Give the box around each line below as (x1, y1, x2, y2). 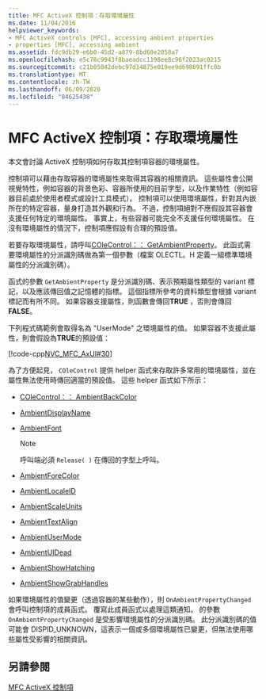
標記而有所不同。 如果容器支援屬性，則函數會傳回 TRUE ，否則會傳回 (8, 296, 232, 306)
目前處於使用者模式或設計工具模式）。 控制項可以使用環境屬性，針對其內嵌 (14, 193, 256, 203)
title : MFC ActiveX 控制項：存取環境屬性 (8, 11, 135, 20)
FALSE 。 (8, 307, 37, 316)
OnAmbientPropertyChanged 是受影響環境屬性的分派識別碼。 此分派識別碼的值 (8, 615, 257, 625)
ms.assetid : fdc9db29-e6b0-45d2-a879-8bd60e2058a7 (8, 48, 179, 56)
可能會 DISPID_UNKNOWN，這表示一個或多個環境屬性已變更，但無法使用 (8, 625, 247, 634)
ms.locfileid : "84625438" (8, 93, 93, 101)
